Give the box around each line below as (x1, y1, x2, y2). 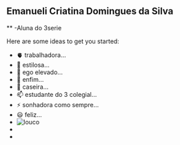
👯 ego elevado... (16, 68, 63, 76)
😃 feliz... (16, 110, 42, 119)
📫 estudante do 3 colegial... (16, 90, 97, 98)
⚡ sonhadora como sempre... (16, 100, 99, 109)
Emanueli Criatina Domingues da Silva (6, 5, 174, 17)
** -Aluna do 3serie (6, 23, 62, 32)
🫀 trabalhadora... (16, 51, 66, 59)
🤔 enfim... (16, 75, 44, 83)
